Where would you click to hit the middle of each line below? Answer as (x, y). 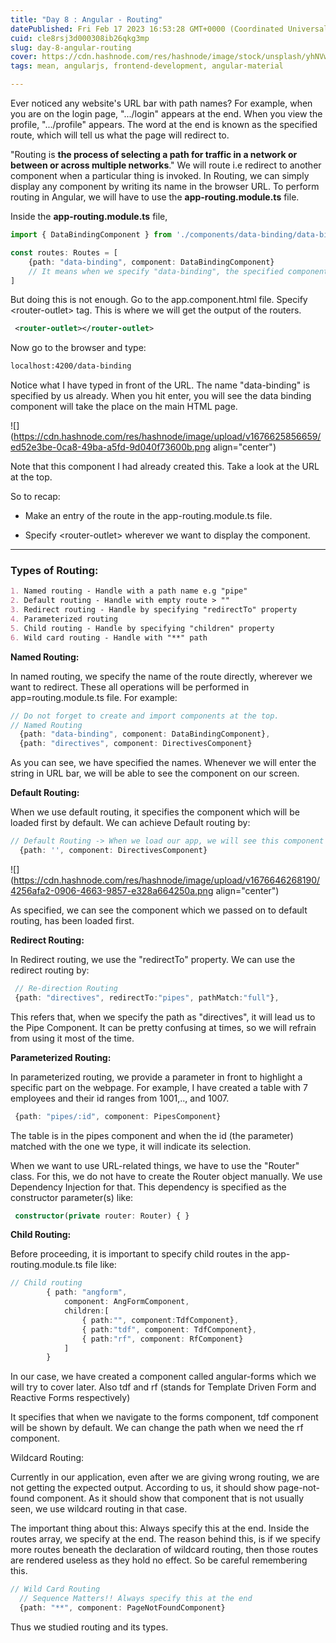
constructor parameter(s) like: (72, 1197)
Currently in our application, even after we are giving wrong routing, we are (165, 1477)
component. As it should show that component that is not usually (170, 1498)
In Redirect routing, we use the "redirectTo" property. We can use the (153, 959)
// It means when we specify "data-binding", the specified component (178, 271)
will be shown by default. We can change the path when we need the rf (157, 1428)
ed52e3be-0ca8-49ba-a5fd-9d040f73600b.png (111, 447)
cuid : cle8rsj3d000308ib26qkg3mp (80, 38)
